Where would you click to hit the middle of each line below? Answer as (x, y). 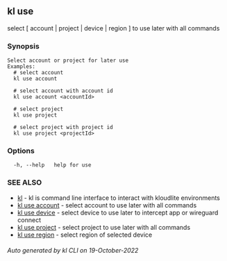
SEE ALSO (25, 183)
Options (21, 151)
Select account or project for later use (68, 61)
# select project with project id (63, 128)
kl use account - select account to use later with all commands (107, 205)
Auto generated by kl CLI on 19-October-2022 (73, 251)
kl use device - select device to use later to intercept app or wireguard (118, 212)
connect (29, 220)
